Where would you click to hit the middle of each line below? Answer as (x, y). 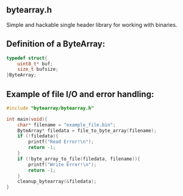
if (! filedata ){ (38, 136)
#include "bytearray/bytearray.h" (50, 108)
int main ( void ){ (27, 119)
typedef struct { (27, 58)
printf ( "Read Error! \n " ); (61, 142)
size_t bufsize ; (38, 70)
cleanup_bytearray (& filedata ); (57, 182)
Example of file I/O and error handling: (80, 94)
